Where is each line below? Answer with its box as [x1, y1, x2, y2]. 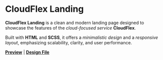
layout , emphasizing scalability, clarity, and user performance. [5, 39, 132, 45]
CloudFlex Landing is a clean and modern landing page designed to [5, 20, 145, 26]
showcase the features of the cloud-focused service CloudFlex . [5, 25, 136, 30]
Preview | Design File [5, 49, 50, 55]
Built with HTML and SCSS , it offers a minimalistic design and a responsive [5, 34, 159, 40]
